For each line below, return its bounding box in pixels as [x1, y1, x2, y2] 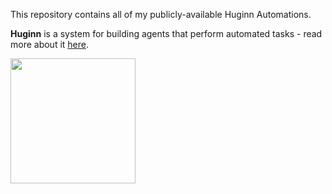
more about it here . [10, 39, 90, 50]
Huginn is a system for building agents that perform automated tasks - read [10, 28, 323, 39]
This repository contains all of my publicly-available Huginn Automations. [10, 9, 312, 20]
